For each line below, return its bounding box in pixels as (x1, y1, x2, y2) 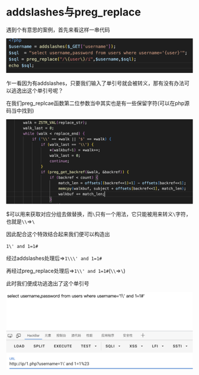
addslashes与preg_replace (6, 5, 141, 19)
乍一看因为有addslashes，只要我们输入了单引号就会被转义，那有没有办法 (6, 80, 185, 87)
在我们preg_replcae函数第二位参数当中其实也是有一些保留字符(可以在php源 (6, 100, 190, 107)
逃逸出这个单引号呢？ (11, 87, 63, 94)
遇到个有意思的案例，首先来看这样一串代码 (6, 26, 110, 33)
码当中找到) (6, 107, 34, 115)
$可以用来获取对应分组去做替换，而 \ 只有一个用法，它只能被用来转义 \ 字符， (6, 211, 191, 218)
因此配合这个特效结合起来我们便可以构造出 (6, 231, 110, 238)
